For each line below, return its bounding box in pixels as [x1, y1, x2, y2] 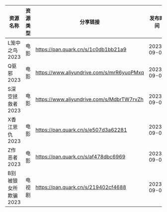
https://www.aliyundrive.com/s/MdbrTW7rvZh [35, 96, 144, 103]
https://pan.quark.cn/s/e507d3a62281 [35, 127, 127, 133]
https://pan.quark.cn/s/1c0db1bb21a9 [35, 46, 127, 53]
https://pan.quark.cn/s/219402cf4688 [35, 184, 127, 191]
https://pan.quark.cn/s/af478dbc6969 [35, 153, 126, 160]
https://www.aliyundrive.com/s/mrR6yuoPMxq [35, 69, 144, 76]
